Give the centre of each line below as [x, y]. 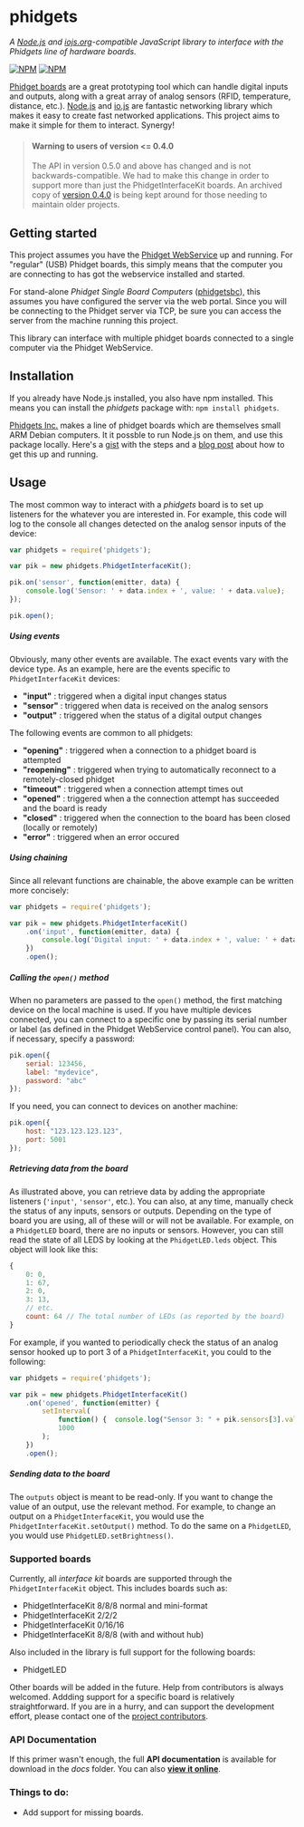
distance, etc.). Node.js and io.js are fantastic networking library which [141, 105]
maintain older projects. [76, 205]
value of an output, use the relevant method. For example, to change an [142, 1506]
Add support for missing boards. [83, 1812]
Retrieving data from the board [69, 1169]
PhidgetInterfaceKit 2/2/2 [70, 1615]
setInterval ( [66, 1411]
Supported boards [51, 1559]
